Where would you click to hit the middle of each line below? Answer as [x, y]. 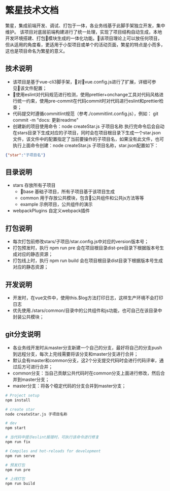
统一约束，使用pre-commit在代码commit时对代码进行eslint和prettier [88, 101]
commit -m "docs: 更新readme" [45, 120]
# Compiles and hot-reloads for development [53, 451]
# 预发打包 [15, 465]
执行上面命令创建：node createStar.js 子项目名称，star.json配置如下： [86, 145]
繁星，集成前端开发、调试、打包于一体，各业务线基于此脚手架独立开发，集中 [85, 25]
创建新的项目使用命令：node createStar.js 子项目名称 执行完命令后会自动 [89, 126]
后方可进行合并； [35, 366]
